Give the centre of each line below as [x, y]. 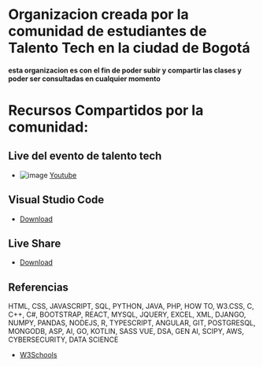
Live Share [35, 243]
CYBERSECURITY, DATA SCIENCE [63, 339]
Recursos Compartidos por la [106, 110]
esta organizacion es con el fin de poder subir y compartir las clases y [125, 70]
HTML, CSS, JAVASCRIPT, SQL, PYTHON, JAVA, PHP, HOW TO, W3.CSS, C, [131, 306]
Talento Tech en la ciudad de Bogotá [129, 48]
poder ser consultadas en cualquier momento [85, 78]
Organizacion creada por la [98, 15]
